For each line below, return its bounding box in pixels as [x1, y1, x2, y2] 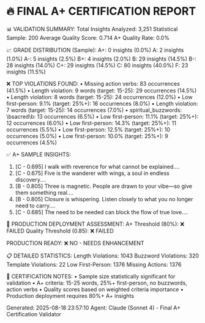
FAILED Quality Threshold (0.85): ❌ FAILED [6, 227, 114, 234]
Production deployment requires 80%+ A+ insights [6, 292, 135, 299]
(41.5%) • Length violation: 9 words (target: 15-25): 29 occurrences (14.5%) [6, 87, 197, 94]
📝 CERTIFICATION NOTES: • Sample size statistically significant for [6, 272, 176, 280]
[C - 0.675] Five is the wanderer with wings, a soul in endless [15, 169, 170, 177]
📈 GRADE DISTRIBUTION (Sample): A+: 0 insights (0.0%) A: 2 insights [6, 46, 184, 53]
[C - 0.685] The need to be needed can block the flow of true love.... [15, 208, 188, 215]
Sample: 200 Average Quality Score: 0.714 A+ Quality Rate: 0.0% [6, 34, 170, 41]
